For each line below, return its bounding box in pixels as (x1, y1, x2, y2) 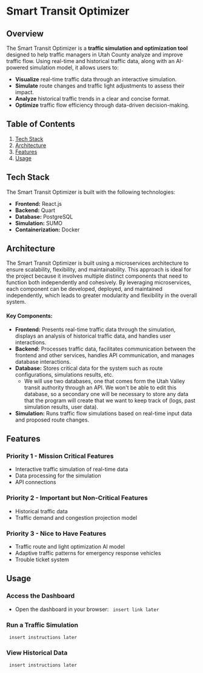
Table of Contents (6, 119, 76, 129)
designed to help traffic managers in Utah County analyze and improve (6, 51, 183, 58)
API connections (15, 479, 56, 486)
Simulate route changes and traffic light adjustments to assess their (15, 82, 185, 89)
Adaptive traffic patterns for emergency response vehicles (15, 549, 162, 556)
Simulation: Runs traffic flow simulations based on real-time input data (15, 409, 192, 417)
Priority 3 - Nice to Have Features (6, 529, 107, 538)
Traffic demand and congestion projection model (15, 514, 138, 521)
